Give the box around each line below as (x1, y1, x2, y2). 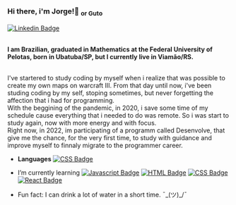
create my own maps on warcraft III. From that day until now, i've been (7, 81, 212, 89)
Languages (17, 154, 52, 163)
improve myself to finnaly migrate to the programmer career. (7, 141, 184, 149)
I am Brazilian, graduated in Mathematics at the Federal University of (7, 45, 213, 54)
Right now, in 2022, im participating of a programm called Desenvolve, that (7, 126, 225, 135)
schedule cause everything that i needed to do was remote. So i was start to (7, 111, 230, 119)
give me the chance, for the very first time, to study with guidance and (7, 133, 212, 142)
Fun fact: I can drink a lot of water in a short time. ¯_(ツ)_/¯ (17, 190, 187, 199)
